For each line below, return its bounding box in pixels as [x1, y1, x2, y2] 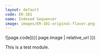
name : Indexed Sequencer [5, 16, 57, 21]
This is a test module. [5, 44, 49, 50]
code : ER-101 [5, 12, 32, 17]
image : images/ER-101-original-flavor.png [5, 21, 95, 26]
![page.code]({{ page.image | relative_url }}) [5, 35, 96, 41]
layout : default [5, 7, 39, 12]
